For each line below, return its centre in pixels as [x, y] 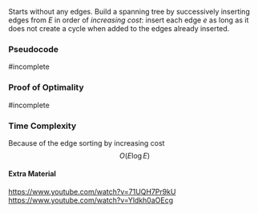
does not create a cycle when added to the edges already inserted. [119, 28]
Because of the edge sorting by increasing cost [87, 143]
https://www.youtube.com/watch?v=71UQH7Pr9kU [92, 192]
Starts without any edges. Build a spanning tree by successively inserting [129, 12]
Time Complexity [42, 126]
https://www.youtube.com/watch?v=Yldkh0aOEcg [91, 200]
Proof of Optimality [46, 87]
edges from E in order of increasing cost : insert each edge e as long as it [129, 20]
